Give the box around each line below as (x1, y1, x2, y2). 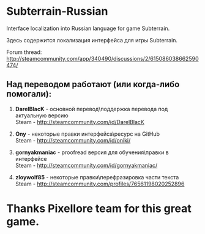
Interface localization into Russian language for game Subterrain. (6, 25, 170, 32)
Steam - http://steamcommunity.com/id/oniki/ (15, 136, 131, 144)
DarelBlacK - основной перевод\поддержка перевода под (15, 105, 168, 112)
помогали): (6, 89, 52, 99)
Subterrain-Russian (6, 4, 108, 18)
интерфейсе (15, 155, 47, 162)
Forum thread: (6, 48, 42, 56)
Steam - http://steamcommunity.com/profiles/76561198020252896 (15, 180, 185, 187)
